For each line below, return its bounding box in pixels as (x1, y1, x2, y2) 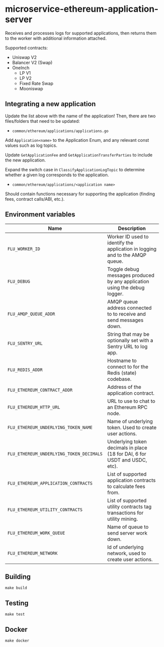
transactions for (107, 509, 144, 516)
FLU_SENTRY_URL (7, 340, 43, 346)
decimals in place (107, 444, 147, 451)
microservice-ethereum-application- (5, 3, 159, 15)
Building (5, 572, 31, 581)
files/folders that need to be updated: (5, 118, 80, 124)
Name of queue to (107, 523, 149, 530)
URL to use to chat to (107, 398, 155, 404)
